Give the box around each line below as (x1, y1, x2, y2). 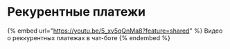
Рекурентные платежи (7, 4, 146, 20)
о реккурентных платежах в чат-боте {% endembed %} (7, 33, 171, 42)
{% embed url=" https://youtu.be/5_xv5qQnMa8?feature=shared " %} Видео (7, 27, 223, 35)
